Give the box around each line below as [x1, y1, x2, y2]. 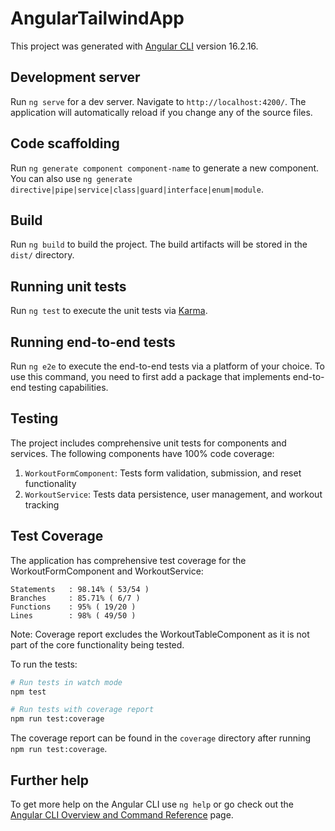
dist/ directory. [10, 249, 75, 261]
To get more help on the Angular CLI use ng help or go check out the [10, 798, 294, 810]
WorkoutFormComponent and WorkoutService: [10, 565, 204, 577]
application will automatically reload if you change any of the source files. [10, 106, 313, 118]
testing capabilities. [28, 382, 109, 393]
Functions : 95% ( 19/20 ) [10, 602, 137, 612]
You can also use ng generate [10, 172, 133, 184]
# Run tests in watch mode [10, 677, 123, 687]
